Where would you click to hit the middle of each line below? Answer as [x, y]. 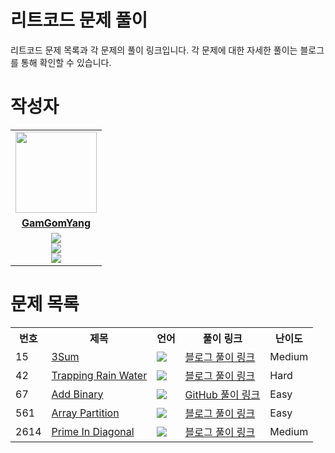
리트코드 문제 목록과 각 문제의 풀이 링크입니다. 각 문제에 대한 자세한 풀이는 [154, 50]
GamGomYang [56, 223]
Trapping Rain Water [99, 375]
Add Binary [77, 394]
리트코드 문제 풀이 [79, 20]
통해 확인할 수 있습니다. [66, 62]
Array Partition [85, 413]
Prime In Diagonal [93, 431]
